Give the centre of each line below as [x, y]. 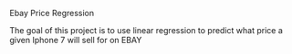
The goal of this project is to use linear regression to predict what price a [146, 30]
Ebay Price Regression [52, 13]
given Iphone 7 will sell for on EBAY [76, 40]
